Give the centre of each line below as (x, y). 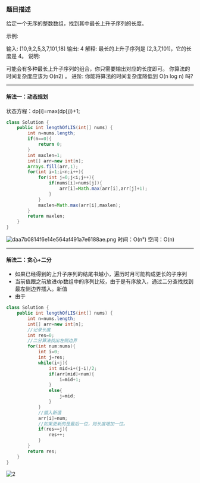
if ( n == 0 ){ (40, 139)
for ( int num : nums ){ (52, 346)
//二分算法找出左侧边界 (52, 341)
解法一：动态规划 (27, 96)
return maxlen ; (46, 216)
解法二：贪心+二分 (29, 259)
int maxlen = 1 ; (45, 155)
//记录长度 (39, 330)
